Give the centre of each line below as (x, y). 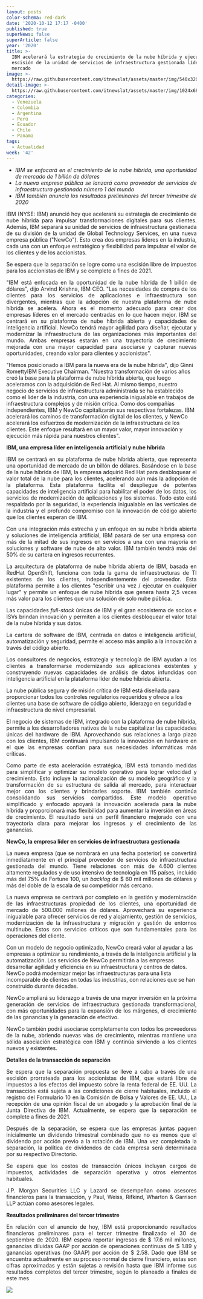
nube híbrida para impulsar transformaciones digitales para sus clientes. (101, 220)
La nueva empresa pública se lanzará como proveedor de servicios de (106, 183)
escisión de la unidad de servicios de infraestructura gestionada (98, 62)
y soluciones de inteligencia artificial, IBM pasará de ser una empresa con (101, 535)
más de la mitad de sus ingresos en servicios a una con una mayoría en (101, 541)
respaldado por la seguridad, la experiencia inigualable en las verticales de (101, 504)
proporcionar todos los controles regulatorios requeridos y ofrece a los (95, 696)
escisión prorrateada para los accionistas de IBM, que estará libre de (101, 1078)
